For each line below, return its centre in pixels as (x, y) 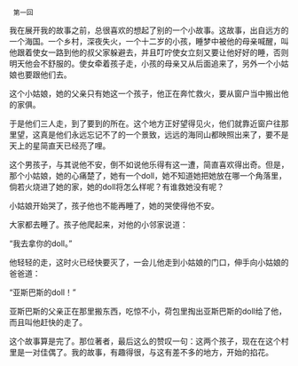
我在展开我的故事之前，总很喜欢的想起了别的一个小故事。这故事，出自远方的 (149, 30)
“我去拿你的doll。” (41, 243)
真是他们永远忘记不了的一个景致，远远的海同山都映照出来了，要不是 (164, 135)
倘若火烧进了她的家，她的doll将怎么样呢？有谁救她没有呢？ (117, 187)
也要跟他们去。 (44, 75)
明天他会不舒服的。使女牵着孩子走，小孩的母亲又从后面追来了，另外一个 (141, 64)
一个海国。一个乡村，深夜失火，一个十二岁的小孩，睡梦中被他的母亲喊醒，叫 (149, 41)
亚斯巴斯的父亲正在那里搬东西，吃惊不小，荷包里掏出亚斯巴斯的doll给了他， (148, 311)
